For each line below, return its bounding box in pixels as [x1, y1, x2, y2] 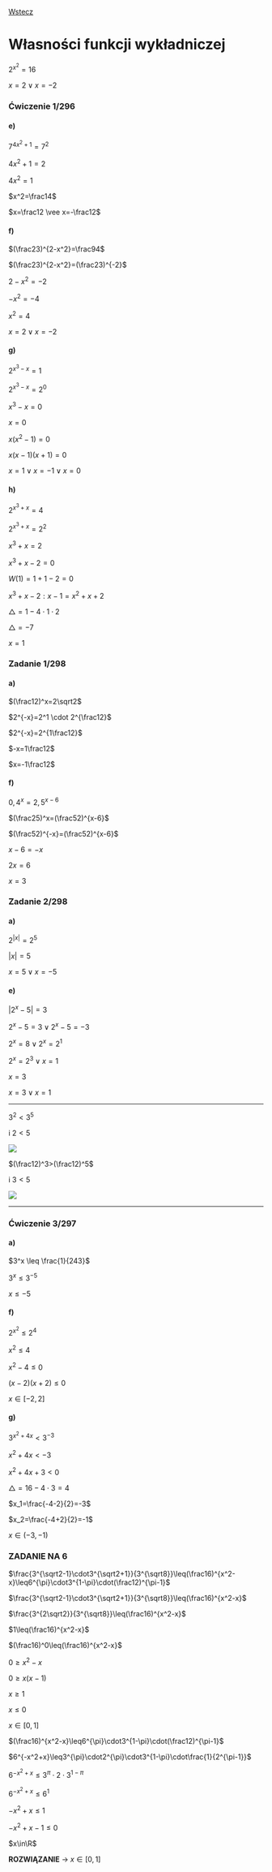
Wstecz [8, 7, 34, 16]
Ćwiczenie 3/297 [8, 1217, 77, 1229]
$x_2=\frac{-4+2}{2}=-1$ [8, 1514, 93, 1524]
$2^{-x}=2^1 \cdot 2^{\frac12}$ [8, 712, 112, 721]
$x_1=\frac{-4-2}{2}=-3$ [8, 1499, 91, 1508]
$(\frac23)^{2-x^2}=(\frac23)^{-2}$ [8, 260, 127, 269]
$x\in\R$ [8, 1839, 37, 1848]
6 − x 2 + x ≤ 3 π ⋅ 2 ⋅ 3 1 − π [8, 1767, 84, 1780]
